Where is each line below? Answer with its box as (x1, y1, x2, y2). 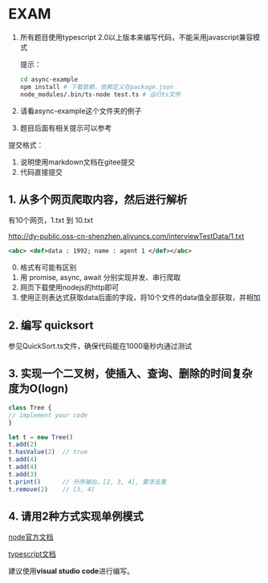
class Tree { (8, 403, 52, 411)
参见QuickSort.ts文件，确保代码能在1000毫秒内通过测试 (8, 342, 193, 351)
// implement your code (8, 411, 88, 419)
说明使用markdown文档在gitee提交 (19, 157, 135, 167)
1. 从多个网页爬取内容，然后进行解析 (8, 192, 188, 206)
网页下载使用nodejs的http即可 (19, 282, 119, 293)
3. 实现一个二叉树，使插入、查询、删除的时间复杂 (8, 366, 253, 381)
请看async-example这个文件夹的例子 (19, 106, 142, 115)
